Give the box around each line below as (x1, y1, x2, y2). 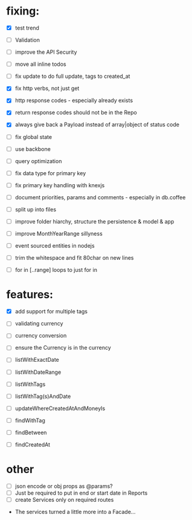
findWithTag (14, 417, 45, 424)
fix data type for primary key (14, 169, 86, 176)
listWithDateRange (14, 368, 62, 376)
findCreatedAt (14, 441, 50, 448)
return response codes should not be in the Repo (14, 109, 137, 116)
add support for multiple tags (14, 308, 88, 315)
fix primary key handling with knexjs (14, 181, 105, 188)
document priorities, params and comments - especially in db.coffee (14, 193, 186, 201)
